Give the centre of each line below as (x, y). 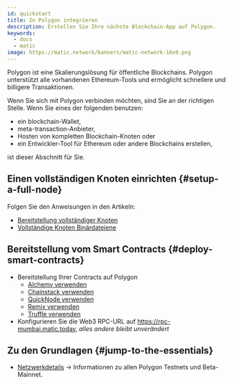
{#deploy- (191, 249)
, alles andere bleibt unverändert (122, 328)
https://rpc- (154, 321)
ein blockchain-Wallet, (49, 121)
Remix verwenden (54, 306)
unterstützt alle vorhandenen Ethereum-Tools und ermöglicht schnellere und (116, 79)
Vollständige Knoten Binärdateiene (67, 227)
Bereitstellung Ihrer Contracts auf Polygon (77, 277)
